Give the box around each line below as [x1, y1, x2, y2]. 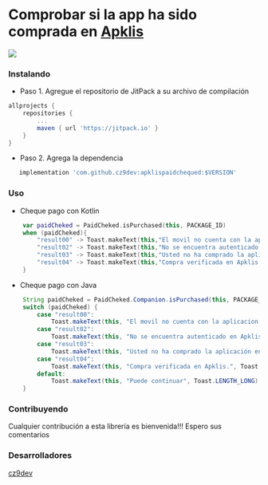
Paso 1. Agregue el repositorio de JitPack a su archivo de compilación [19, 86, 250, 97]
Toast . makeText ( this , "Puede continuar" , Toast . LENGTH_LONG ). [50, 377, 262, 385]
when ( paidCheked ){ [22, 229, 88, 237]
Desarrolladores [8, 450, 73, 461]
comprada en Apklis [8, 22, 144, 41]
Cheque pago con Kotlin [19, 206, 100, 215]
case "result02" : [37, 325, 94, 333]
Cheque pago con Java [19, 280, 97, 290]
